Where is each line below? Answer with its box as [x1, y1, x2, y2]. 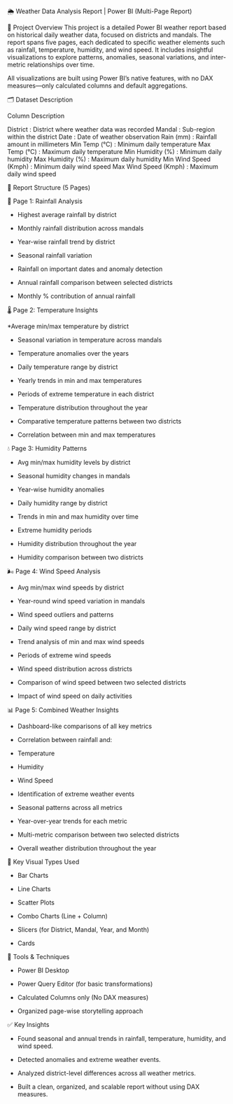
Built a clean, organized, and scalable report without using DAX [17, 1082, 200, 1091]
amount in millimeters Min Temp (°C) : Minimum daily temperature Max [7, 140, 211, 148]
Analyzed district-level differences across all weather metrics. [17, 1069, 196, 1077]
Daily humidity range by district [17, 499, 108, 507]
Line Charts [17, 885, 51, 893]
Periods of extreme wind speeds [17, 651, 112, 659]
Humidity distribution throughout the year [17, 540, 137, 547]
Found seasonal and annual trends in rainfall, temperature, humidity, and [17, 1035, 226, 1042]
